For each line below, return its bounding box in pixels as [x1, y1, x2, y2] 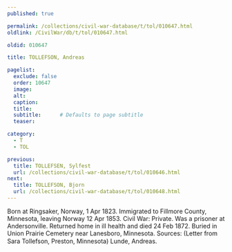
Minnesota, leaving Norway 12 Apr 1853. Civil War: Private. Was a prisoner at [7, 214, 225, 222]
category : [7, 131, 36, 138]
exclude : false [13, 73, 57, 80]
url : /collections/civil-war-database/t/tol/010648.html [13, 188, 181, 195]
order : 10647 [13, 80, 51, 87]
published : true [7, 10, 54, 17]
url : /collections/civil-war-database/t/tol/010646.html [13, 169, 181, 176]
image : [13, 86, 32, 93]
